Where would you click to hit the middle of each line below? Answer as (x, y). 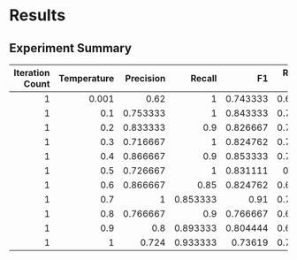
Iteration (32, 73)
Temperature (87, 78)
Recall (204, 78)
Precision (145, 78)
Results (38, 15)
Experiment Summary (71, 48)
